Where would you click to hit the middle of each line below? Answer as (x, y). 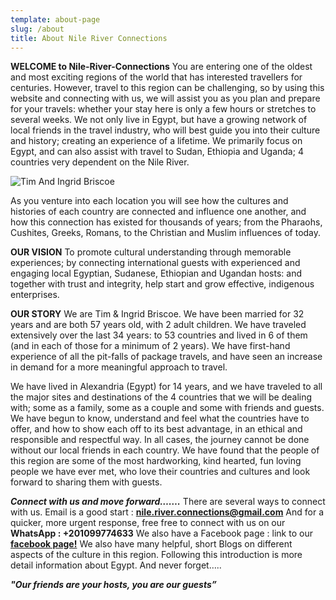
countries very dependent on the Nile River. (100, 162)
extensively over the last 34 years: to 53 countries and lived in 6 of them (159, 335)
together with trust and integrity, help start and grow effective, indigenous (162, 284)
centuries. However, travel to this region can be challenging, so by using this (167, 88)
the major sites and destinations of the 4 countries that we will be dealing (161, 397)
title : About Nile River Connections (89, 38)
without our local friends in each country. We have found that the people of (165, 450)
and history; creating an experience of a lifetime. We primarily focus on (156, 141)
